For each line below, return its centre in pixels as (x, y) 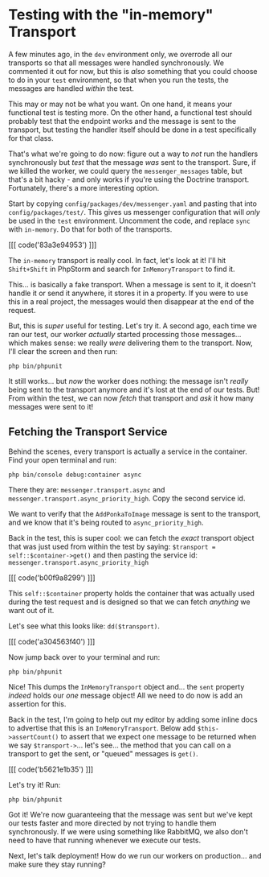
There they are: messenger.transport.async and (87, 489)
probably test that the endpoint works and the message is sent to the (122, 121)
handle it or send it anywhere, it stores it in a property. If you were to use (128, 293)
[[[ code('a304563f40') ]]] (52, 641)
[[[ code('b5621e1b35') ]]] (51, 769)
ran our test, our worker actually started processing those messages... (125, 334)
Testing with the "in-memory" (111, 15)
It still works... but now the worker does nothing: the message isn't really (128, 381)
